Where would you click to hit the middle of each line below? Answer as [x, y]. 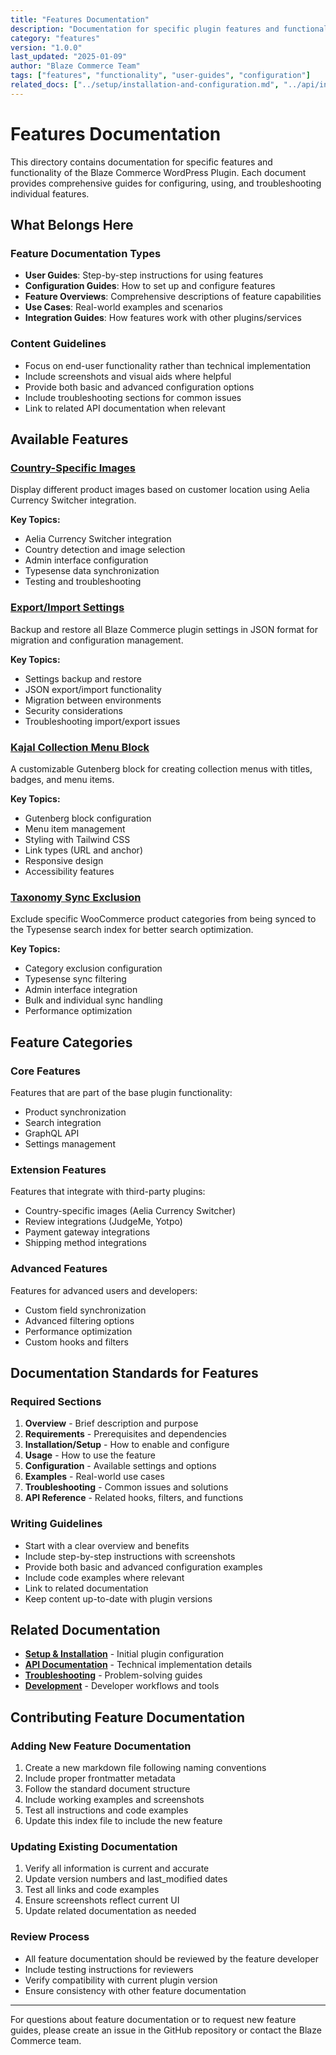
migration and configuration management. [97, 640]
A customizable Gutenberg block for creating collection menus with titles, [161, 768]
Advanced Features [59, 1269]
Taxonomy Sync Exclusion [76, 897]
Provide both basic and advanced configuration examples [143, 1567]
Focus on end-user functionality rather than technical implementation [168, 365]
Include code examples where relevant [104, 1577]
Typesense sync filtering [75, 979]
